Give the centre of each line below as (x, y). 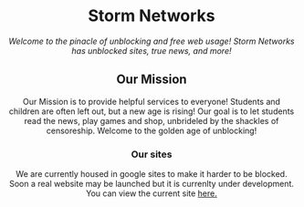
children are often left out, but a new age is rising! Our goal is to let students (152, 111)
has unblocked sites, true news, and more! (152, 50)
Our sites (152, 154)
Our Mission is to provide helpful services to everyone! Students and (152, 101)
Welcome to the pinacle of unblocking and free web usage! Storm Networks (152, 41)
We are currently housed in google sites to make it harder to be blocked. (152, 174)
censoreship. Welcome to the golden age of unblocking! (152, 130)
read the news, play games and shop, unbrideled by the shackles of (152, 120)
